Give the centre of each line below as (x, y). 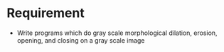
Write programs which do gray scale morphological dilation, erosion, (117, 33)
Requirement (46, 13)
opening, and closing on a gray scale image (81, 40)
